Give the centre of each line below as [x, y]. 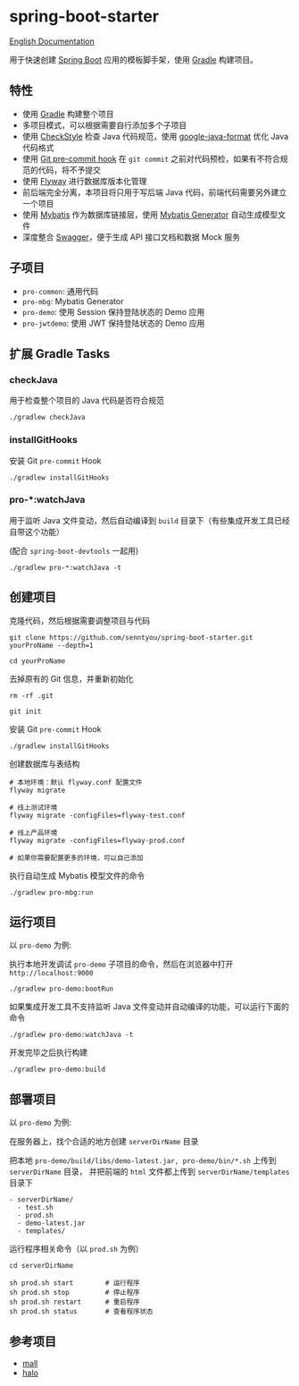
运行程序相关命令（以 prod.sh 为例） [76, 1249]
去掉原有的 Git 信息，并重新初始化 [71, 678]
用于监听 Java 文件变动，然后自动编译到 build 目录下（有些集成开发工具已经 [149, 520]
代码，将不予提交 [69, 170]
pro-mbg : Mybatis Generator [73, 301]
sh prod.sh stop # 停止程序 [75, 1293]
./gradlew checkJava [48, 418]
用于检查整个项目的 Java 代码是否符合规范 [87, 401]
